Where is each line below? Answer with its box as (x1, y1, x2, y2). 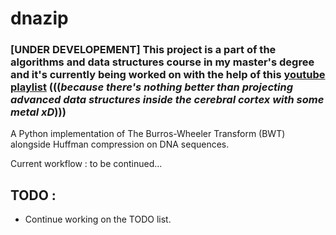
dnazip (10, 7, 69, 30)
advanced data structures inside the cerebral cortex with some (10, 93, 325, 107)
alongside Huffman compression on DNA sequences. (10, 138, 230, 151)
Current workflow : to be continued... (10, 158, 163, 170)
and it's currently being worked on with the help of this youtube (10, 68, 326, 82)
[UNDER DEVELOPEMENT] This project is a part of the (10, 43, 277, 57)
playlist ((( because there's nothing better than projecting (10, 80, 293, 94)
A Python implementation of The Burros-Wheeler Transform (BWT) (10, 128, 286, 140)
